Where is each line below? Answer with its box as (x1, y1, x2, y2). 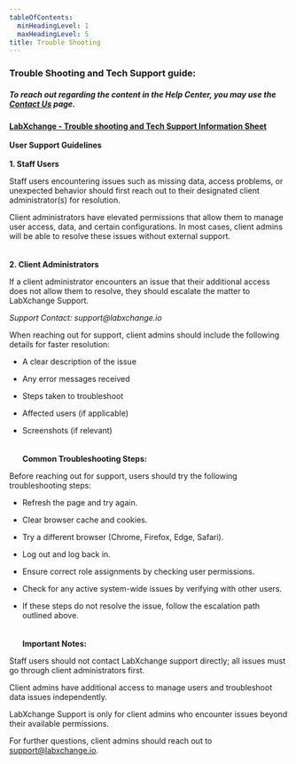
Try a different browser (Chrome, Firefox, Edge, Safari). (21, 532, 224, 543)
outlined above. (21, 610, 80, 621)
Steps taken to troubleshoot (21, 391, 124, 402)
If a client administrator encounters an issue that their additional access (9, 276, 270, 287)
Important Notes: (21, 639, 87, 649)
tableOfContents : (9, 12, 74, 22)
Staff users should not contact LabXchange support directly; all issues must (9, 656, 286, 666)
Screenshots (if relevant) (21, 426, 113, 436)
